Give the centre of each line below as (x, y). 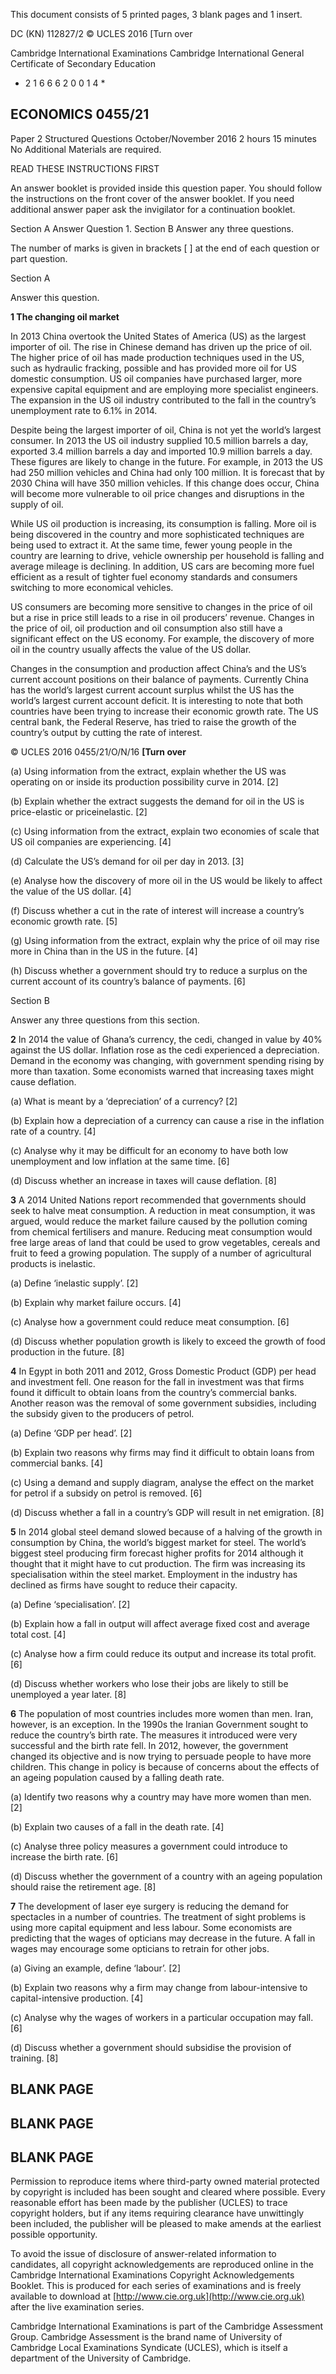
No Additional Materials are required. (86, 149)
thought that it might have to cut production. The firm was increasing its (158, 1563)
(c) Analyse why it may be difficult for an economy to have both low (149, 1150)
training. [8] (34, 2058)
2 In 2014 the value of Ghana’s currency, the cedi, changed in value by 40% (166, 1039)
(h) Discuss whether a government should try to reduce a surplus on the (159, 970)
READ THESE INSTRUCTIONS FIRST (85, 168)
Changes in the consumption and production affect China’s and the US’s (158, 668)
